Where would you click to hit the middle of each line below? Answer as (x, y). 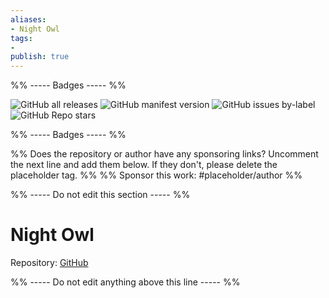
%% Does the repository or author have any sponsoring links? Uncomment (164, 154)
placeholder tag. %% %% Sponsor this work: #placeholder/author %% (156, 175)
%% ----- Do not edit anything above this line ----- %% (125, 282)
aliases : (28, 19)
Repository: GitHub (49, 263)
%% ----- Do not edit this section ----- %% (100, 195)
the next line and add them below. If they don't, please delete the (144, 165)
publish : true (40, 57)
